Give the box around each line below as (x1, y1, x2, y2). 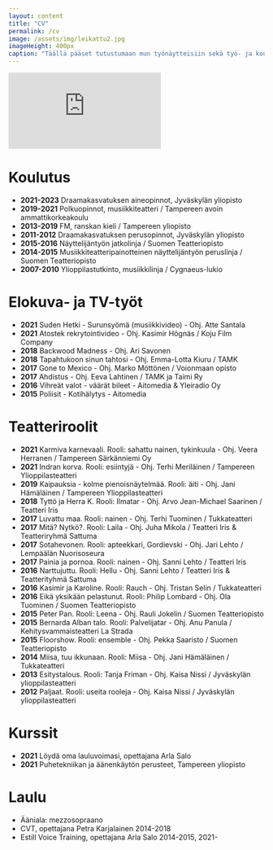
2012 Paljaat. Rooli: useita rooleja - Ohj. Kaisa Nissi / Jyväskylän (19, 686, 235, 696)
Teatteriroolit (8, 418, 98, 436)
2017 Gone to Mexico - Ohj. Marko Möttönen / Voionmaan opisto (19, 363, 237, 373)
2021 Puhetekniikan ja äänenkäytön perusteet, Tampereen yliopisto (19, 759, 246, 769)
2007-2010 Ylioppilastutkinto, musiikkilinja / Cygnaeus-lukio (19, 264, 223, 274)
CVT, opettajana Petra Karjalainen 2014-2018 (19, 823, 171, 833)
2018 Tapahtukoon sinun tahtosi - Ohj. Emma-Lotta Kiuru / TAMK (19, 354, 238, 364)
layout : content (8, 11, 63, 20)
